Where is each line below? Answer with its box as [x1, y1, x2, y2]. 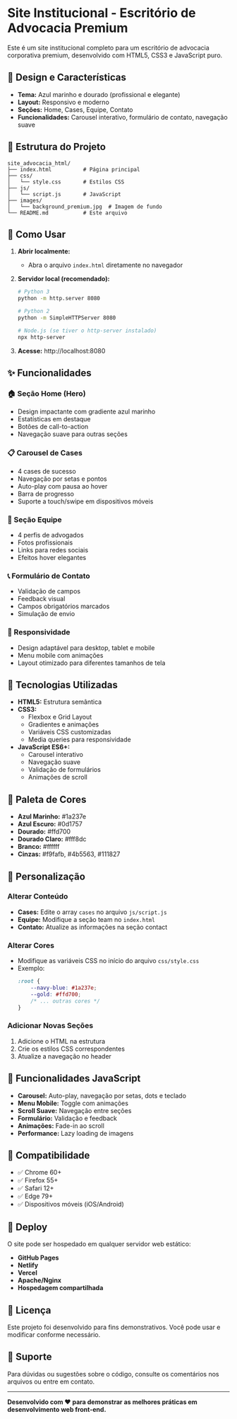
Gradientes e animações [28, 720, 99, 729]
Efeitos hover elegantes [17, 553, 87, 562]
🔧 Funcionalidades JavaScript [7, 1073, 141, 1085]
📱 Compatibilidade [7, 1149, 90, 1161]
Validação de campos [17, 587, 81, 595]
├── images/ [7, 197, 42, 204]
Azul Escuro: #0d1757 [17, 820, 83, 828]
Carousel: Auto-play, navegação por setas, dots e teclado [17, 1091, 187, 1100]
